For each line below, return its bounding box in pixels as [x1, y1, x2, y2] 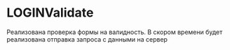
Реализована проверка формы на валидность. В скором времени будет [6, 28, 223, 36]
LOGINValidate [6, 5, 94, 21]
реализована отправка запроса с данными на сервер [6, 35, 168, 43]
